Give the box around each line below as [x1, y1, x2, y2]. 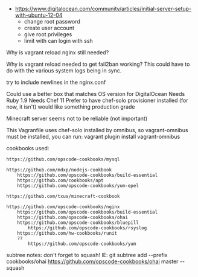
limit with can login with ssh [24, 37, 94, 44]
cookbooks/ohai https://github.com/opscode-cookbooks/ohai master [6, 258, 179, 265]
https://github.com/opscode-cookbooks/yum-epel [17, 183, 139, 189]
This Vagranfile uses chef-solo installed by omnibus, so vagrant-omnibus [6, 127, 188, 133]
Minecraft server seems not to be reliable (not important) [6, 115, 148, 122]
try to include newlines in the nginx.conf [6, 78, 106, 86]
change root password [24, 18, 80, 25]
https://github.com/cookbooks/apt [17, 177, 104, 183]
